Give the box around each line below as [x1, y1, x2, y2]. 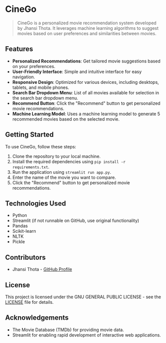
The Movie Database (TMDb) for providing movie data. [12, 327, 124, 333]
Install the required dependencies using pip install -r [12, 158, 126, 164]
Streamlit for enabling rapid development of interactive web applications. [12, 332, 161, 338]
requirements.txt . [12, 164, 50, 170]
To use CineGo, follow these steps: [5, 143, 76, 149]
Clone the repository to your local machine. [12, 153, 101, 159]
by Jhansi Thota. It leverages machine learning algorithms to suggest [17, 25, 159, 31]
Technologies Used [5, 199, 66, 207]
